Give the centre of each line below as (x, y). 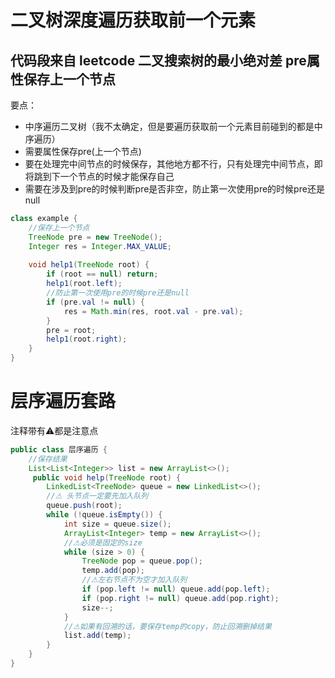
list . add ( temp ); (97, 636)
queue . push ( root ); (84, 506)
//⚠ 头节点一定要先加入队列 (97, 496)
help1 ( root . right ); (87, 339)
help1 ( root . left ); (84, 284)
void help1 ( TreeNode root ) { (89, 265)
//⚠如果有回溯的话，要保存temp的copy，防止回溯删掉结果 (167, 626)
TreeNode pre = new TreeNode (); (95, 237)
